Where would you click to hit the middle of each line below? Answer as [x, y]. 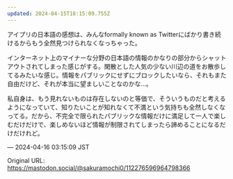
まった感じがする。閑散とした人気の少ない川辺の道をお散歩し [138, 66]
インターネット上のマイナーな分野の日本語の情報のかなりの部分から [105, 58]
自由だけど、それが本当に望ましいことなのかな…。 [80, 83]
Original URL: [26, 160]
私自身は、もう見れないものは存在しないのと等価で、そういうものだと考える [116, 99]
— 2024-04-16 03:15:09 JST [48, 147]
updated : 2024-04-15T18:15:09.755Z [59, 14]
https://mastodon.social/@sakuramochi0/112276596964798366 [99, 168]
